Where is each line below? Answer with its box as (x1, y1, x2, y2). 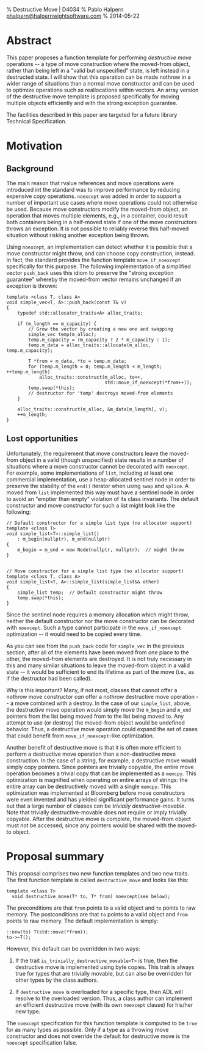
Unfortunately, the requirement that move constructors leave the (6, 450, 168, 457)
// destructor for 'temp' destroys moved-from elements (28, 390, 173, 396)
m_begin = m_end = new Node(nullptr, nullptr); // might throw (17, 547, 184, 553)
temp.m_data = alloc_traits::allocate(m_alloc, (28, 342, 151, 348)
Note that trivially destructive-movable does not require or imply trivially (6, 808, 187, 816)
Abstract (6, 34, 52, 48)
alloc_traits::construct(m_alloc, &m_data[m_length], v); (17, 406, 168, 412)
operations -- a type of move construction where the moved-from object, (6, 60, 190, 67)
